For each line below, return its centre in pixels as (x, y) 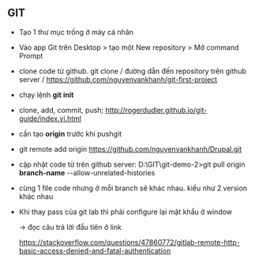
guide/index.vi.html (50, 118)
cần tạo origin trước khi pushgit (70, 133)
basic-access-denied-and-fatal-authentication (95, 250)
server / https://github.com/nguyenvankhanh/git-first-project (118, 79)
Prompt (31, 55)
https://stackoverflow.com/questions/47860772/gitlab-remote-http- (129, 242)
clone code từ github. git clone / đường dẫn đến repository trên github (132, 71)
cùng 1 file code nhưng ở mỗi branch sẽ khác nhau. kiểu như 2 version (133, 188)
